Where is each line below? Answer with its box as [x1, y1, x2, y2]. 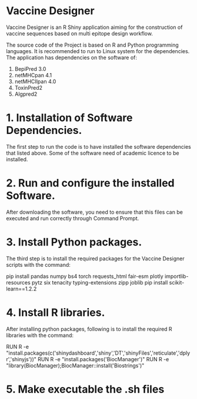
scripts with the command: [6, 261, 71, 268]
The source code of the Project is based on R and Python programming [6, 41, 179, 48]
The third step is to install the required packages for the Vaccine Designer [6, 255, 185, 262]
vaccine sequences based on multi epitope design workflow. [6, 30, 153, 37]
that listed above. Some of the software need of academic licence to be [6, 149, 179, 156]
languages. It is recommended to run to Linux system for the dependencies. [6, 47, 190, 54]
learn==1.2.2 [6, 285, 37, 292]
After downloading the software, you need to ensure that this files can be [6, 208, 183, 215]
